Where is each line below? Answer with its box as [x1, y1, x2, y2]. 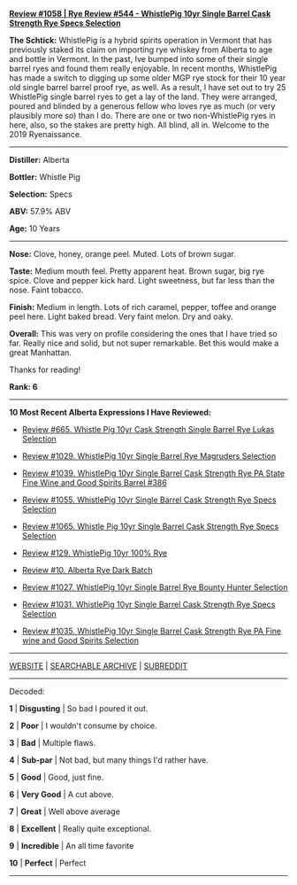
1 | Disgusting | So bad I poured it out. [9, 703, 148, 713]
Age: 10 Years [9, 223, 60, 234]
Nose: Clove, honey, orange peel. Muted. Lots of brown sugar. [9, 249, 236, 259]
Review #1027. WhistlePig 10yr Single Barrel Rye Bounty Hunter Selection [21, 582, 288, 593]
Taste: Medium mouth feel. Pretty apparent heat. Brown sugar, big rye [9, 266, 265, 276]
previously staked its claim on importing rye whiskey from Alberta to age [9, 44, 273, 55]
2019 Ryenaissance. [9, 129, 82, 139]
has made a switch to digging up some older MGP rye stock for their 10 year [9, 73, 286, 83]
